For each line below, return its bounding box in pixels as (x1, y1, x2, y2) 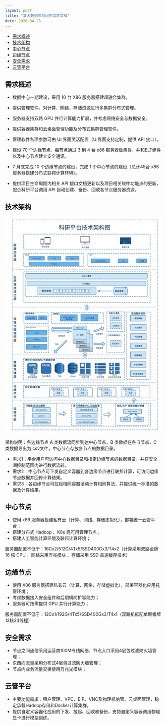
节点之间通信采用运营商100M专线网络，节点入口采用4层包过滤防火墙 (12, 647, 153, 653)
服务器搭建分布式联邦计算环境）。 (12, 170, 80, 176)
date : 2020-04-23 (5, 18, 41, 23)
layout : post (5, 8, 32, 13)
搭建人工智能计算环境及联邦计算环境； (12, 536, 91, 542)
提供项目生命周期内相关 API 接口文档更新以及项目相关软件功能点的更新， (12, 181, 161, 186)
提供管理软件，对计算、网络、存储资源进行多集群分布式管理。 (12, 105, 139, 111)
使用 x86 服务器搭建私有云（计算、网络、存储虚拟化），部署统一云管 (12, 517, 151, 523)
